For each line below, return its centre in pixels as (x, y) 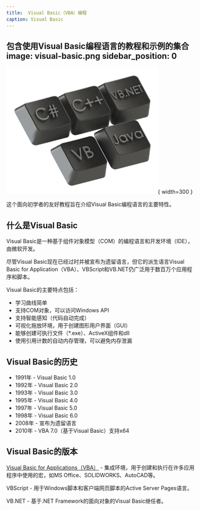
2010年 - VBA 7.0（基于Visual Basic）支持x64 (72, 430)
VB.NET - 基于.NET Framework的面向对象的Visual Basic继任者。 (86, 501)
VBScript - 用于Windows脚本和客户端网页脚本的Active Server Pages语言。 (99, 488)
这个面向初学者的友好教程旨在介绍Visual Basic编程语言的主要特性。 (90, 204)
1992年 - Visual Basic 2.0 (46, 385)
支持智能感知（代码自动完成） (52, 318)
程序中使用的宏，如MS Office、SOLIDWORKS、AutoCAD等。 (82, 475)
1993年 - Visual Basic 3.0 (46, 393)
